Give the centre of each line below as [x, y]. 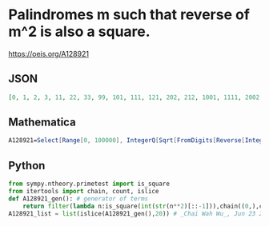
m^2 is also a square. [79, 32]
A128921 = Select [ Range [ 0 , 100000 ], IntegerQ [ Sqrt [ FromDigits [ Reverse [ [127, 141]
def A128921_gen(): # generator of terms [78, 198]
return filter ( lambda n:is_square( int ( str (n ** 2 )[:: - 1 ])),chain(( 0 [136, 206]
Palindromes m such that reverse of [129, 15]
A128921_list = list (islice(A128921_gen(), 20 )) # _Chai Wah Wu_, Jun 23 [132, 213]
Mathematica [42, 123]
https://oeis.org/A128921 [49, 54]
